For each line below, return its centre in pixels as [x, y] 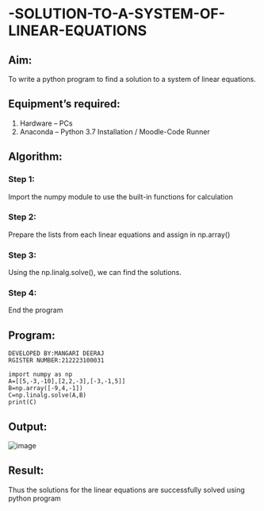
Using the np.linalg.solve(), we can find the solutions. [95, 273]
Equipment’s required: [64, 104]
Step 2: [23, 217]
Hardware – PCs [46, 123]
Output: [28, 426]
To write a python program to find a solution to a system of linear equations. [132, 79]
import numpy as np [40, 374]
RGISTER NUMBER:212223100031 [56, 361]
